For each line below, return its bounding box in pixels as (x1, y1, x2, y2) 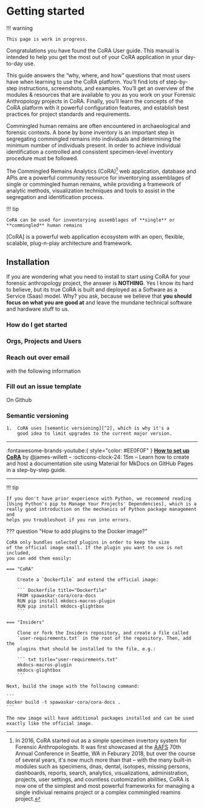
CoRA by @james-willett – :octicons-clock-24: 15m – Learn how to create (6, 454, 189, 461)
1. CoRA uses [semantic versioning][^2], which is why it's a (6, 425, 170, 432)
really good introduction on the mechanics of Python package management (6, 507, 197, 513)
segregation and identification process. (6, 193, 104, 200)
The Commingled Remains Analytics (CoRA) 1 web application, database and (6, 166, 196, 175)
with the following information (6, 367, 81, 374)
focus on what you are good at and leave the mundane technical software (6, 299, 192, 306)
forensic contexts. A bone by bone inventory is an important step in (6, 128, 175, 136)
